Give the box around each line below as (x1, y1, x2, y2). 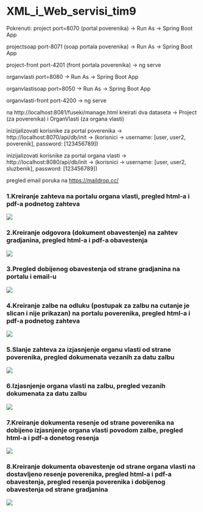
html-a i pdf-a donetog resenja (6, 433, 100, 442)
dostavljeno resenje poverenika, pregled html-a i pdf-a (6, 470, 172, 478)
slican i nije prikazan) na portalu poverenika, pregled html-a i (6, 309, 191, 317)
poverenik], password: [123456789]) (6, 139, 98, 147)
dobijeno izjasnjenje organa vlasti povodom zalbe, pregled (6, 426, 183, 434)
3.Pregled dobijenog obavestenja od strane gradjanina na (6, 265, 180, 273)
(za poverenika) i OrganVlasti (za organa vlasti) (6, 115, 125, 122)
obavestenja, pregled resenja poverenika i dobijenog (6, 477, 166, 486)
